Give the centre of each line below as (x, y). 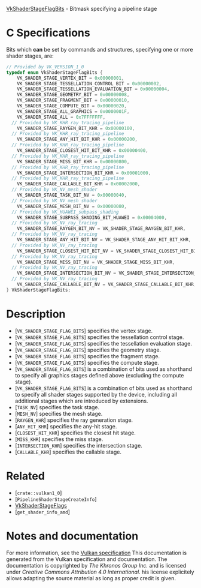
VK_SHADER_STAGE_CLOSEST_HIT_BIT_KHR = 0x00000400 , (83, 151)
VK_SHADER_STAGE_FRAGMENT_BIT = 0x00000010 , (73, 100)
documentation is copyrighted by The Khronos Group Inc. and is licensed (96, 565)
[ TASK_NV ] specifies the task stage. (57, 407)
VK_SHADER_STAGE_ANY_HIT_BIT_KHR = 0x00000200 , (77, 139)
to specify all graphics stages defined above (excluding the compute (99, 375)
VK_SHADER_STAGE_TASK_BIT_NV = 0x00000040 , (72, 195)
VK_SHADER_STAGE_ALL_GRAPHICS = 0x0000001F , (73, 111)
